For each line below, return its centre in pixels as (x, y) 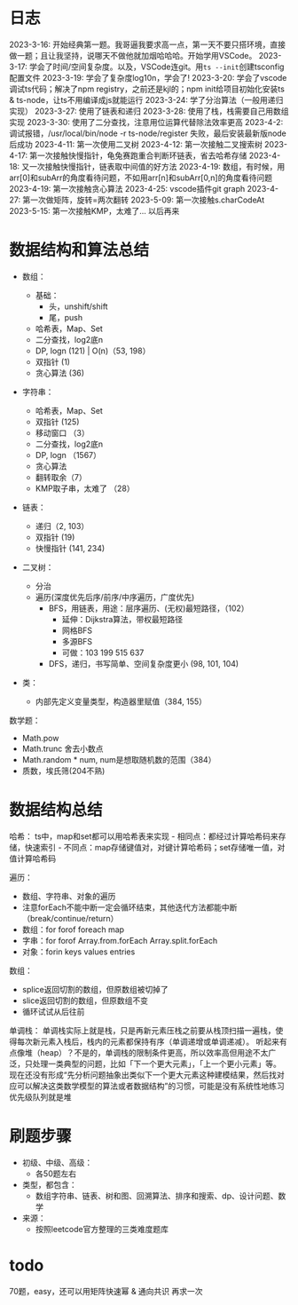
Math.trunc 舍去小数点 (63, 748)
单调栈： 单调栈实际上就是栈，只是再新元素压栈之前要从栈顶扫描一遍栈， (142, 1030)
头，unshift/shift (78, 306)
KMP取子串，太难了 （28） (85, 488)
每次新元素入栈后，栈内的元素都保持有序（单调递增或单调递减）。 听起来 (148, 1041)
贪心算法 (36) (60, 373)
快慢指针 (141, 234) (70, 548)
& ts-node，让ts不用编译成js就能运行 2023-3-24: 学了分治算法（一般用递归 (146, 99)
